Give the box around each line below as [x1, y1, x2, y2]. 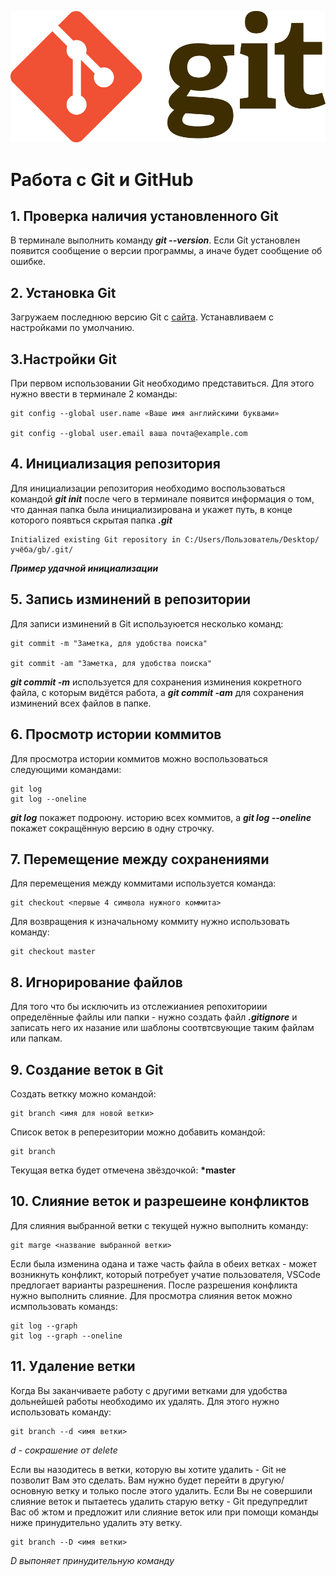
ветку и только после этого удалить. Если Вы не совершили [55, 1484, 313, 1496]
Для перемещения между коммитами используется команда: [10, 877, 277, 890]
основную [10, 1484, 54, 1496]
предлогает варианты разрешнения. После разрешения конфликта [10, 1279, 298, 1291]
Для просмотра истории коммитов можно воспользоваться [10, 752, 268, 765]
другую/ [249, 1474, 285, 1486]
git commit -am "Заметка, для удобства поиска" [10, 658, 213, 668]
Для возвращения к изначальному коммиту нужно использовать [10, 916, 290, 928]
